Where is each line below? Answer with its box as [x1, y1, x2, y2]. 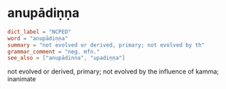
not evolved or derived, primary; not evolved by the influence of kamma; [7, 67, 219, 76]
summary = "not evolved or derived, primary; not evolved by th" [7, 41, 205, 49]
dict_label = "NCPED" [7, 28, 72, 35]
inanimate [7, 75, 36, 83]
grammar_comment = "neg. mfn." [7, 48, 100, 55]
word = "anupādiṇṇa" [7, 35, 69, 42]
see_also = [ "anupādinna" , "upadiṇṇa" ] [7, 54, 126, 61]
